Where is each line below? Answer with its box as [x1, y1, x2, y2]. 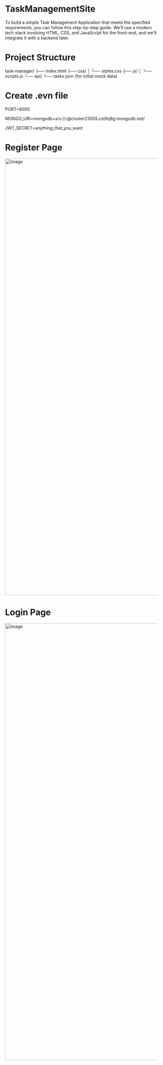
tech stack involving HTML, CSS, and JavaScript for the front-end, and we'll [5, 30, 157, 35]
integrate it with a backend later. [5, 35, 69, 41]
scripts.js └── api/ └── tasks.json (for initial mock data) [5, 73, 117, 79]
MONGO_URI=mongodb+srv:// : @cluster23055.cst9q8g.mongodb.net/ [5, 116, 145, 121]
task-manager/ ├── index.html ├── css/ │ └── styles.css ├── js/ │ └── [5, 68, 152, 74]
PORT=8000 [5, 106, 30, 112]
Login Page [5, 607, 51, 617]
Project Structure [5, 52, 76, 63]
